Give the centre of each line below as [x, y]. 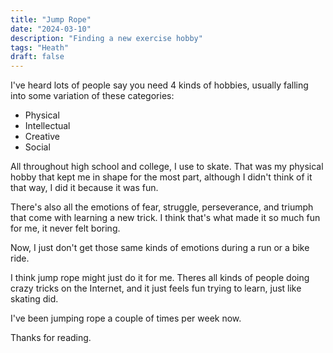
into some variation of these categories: [92, 96]
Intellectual [47, 126]
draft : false [37, 57]
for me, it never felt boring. [65, 228]
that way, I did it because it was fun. [84, 188]
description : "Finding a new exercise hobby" [106, 38]
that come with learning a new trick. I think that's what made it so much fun [165, 218]
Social [37, 147]
